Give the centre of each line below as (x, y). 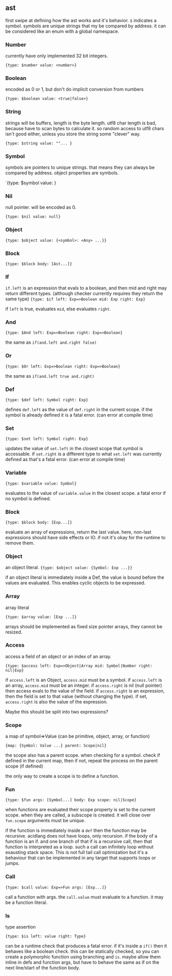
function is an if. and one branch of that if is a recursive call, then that (79, 841)
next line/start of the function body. (43, 968)
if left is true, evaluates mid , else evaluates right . (58, 309)
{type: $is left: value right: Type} (46, 936)
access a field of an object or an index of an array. (59, 656)
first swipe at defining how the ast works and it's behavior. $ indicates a (81, 20)
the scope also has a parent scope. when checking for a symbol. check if (83, 755)
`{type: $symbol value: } (31, 183)
